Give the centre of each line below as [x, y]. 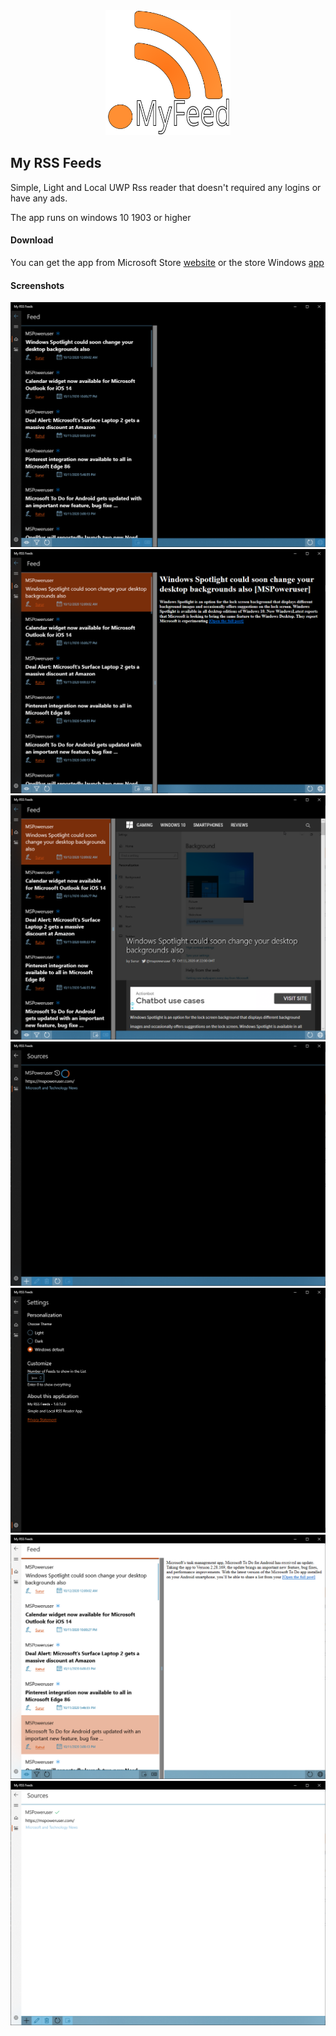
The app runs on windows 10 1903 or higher [101, 217]
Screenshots [37, 285]
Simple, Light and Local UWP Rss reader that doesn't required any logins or [166, 187]
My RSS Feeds [56, 163]
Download [32, 240]
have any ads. [39, 198]
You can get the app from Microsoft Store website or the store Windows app [167, 263]
